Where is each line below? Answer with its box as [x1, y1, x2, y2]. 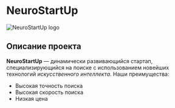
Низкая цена [15, 95, 48, 102]
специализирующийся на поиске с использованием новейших [6, 64, 170, 71]
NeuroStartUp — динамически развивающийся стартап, [6, 57, 153, 64]
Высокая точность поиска [15, 82, 83, 89]
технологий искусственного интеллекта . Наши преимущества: [6, 70, 170, 78]
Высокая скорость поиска [15, 89, 84, 96]
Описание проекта [6, 41, 81, 52]
